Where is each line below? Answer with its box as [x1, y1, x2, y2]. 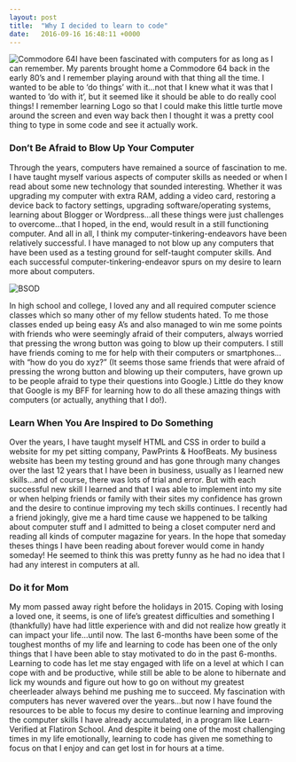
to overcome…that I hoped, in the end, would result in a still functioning [9, 218, 269, 229]
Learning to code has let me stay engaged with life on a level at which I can [9, 658, 284, 669]
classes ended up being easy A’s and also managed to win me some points [9, 318, 283, 329]
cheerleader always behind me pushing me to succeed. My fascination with [9, 687, 285, 697]
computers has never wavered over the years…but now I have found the [9, 695, 273, 706]
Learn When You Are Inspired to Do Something [9, 416, 214, 428]
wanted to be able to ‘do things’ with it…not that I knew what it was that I [9, 82, 273, 93]
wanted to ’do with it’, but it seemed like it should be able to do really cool [9, 91, 277, 102]
